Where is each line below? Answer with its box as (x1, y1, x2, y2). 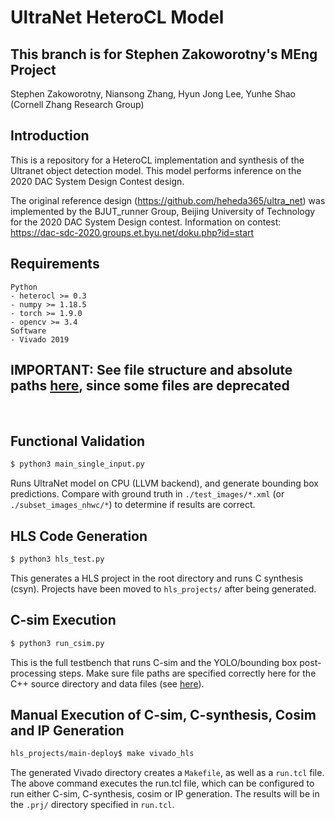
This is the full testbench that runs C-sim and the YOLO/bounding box (10, 656, 298, 668)
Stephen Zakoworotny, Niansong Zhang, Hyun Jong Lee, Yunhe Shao (10, 88, 296, 100)
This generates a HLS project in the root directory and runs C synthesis (10, 572, 304, 584)
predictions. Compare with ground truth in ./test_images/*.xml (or (10, 488, 285, 500)
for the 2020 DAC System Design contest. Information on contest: (10, 216, 282, 228)
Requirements (10, 256, 100, 273)
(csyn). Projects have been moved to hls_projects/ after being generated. (10, 582, 317, 595)
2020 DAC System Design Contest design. (10, 175, 185, 187)
